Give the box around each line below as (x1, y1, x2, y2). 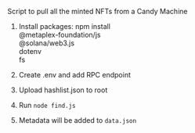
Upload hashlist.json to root (18, 85, 108, 95)
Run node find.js (18, 101, 76, 110)
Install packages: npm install (18, 22, 111, 31)
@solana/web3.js (18, 38, 75, 48)
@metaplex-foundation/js (18, 31, 101, 39)
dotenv (18, 47, 42, 56)
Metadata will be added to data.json (18, 116, 137, 124)
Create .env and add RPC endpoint (18, 70, 131, 79)
